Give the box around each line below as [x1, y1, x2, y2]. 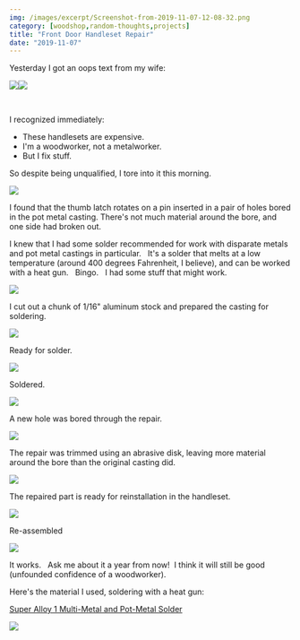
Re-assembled [9, 525, 64, 536]
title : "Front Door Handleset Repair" [9, 30, 154, 39]
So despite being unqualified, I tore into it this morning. [9, 168, 212, 179]
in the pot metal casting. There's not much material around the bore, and [9, 212, 278, 222]
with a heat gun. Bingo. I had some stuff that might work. [9, 267, 227, 278]
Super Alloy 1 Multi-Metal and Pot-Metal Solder [9, 604, 183, 615]
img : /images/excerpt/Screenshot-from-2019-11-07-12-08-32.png [9, 13, 251, 22]
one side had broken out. [9, 221, 101, 232]
